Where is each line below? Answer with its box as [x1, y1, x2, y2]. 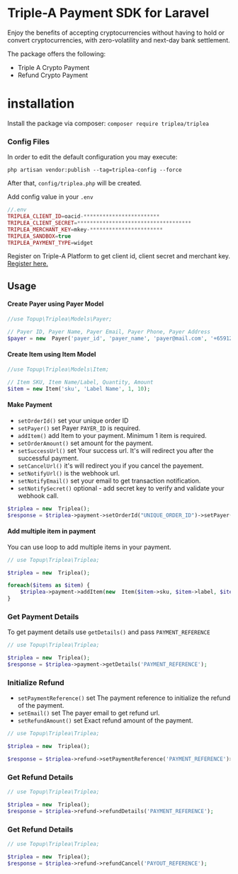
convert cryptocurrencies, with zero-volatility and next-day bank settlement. [7, 35, 230, 44]
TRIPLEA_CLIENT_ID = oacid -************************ [7, 213, 160, 220]
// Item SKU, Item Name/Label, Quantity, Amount [7, 379, 154, 386]
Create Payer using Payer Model [7, 299, 104, 309]
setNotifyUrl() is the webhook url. [17, 468, 120, 477]
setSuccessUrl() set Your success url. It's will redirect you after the [17, 446, 214, 454]
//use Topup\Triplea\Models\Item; [7, 366, 110, 373]
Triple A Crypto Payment [17, 63, 90, 71]
